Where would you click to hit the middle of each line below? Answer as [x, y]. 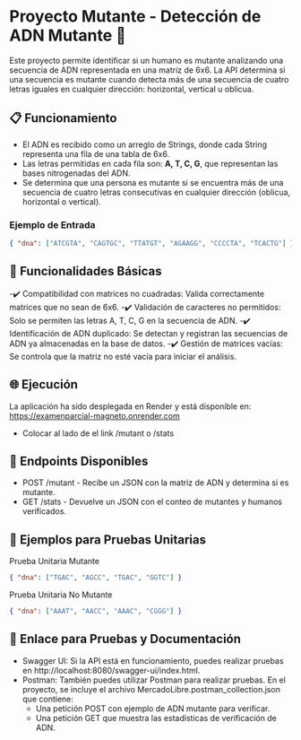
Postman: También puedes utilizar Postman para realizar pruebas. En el [154, 680]
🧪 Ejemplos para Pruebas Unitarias [108, 540]
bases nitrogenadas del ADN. [76, 173]
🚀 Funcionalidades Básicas [86, 271]
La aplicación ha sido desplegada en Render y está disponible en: [130, 406]
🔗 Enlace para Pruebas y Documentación [125, 639]
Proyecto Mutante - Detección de [135, 17]
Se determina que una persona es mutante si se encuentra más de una [153, 182]
